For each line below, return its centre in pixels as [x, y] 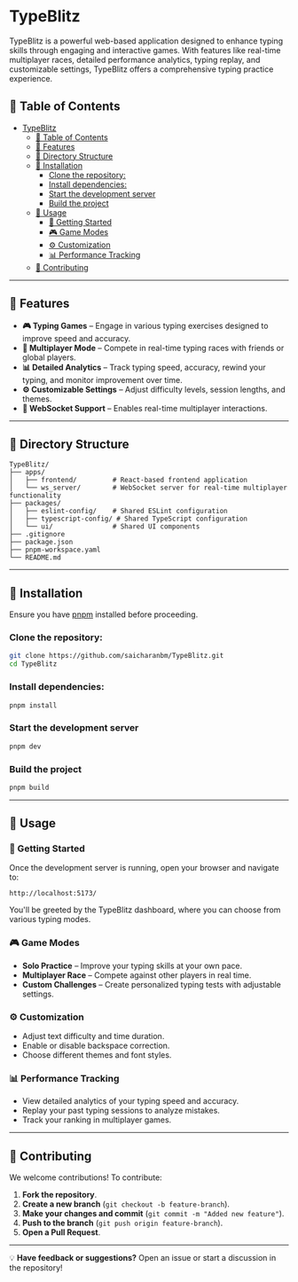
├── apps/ [27, 473]
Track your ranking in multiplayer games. [97, 1120]
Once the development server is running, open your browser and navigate [144, 868]
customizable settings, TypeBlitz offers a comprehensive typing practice [141, 69]
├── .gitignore [37, 535]
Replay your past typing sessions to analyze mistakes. [121, 1111]
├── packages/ [35, 504]
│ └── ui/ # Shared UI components [105, 527]
